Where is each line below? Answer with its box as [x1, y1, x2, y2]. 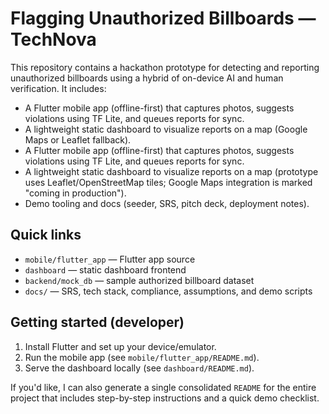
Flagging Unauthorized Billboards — [10, 7, 317, 30]
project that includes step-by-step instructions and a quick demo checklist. [10, 392, 320, 404]
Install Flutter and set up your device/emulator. [24, 340, 217, 352]
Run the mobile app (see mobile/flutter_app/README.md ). [24, 351, 260, 363]
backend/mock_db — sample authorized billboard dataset [24, 274, 255, 286]
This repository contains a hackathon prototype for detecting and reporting [10, 61, 320, 73]
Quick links [10, 227, 82, 244]
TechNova [10, 28, 97, 51]
